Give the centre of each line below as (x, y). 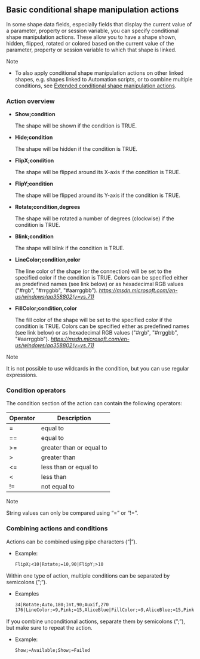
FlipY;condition (34, 184)
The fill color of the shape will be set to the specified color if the (93, 320)
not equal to (58, 487)
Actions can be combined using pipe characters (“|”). (72, 542)
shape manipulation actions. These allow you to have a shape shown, (91, 37)
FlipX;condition (34, 160)
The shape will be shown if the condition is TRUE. (76, 126)
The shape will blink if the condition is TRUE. (70, 248)
